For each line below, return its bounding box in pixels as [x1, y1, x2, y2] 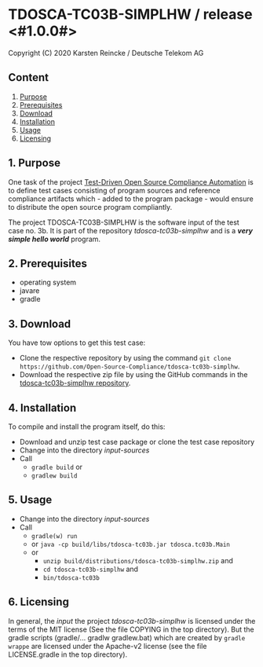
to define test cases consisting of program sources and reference [8, 185, 221, 195]
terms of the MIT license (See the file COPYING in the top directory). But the [8, 625, 254, 634]
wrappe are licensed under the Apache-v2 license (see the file [8, 641, 207, 651]
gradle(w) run [31, 532, 78, 540]
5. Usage [8, 493, 53, 507]
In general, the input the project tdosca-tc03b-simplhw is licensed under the [8, 616, 256, 625]
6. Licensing [8, 596, 69, 609]
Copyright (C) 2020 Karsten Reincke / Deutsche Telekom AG [8, 48, 204, 57]
